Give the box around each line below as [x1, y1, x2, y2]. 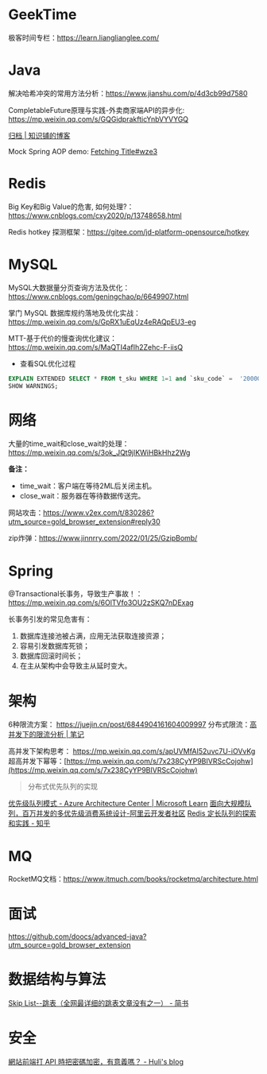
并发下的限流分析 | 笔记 [8, 730, 85, 739]
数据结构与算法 [8, 971, 106, 989]
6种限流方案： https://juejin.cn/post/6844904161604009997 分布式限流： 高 [8, 719, 257, 729]
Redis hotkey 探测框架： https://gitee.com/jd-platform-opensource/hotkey [8, 227, 250, 236]
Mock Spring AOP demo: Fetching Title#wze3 [8, 146, 157, 156]
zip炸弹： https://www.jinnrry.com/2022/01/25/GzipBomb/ [8, 533, 198, 543]
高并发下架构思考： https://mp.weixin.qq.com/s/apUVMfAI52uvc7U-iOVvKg [8, 746, 256, 756]
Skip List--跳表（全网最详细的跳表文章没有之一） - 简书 [8, 998, 189, 1008]
